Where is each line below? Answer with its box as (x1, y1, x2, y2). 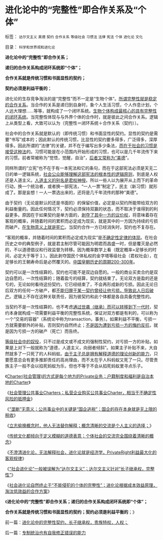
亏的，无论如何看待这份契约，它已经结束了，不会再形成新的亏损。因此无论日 (5, 281, 158, 287)
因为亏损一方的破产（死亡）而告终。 (9, 328, 81, 334)
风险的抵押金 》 (5, 395, 35, 402)
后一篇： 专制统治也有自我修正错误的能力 (5, 529, 86, 536)
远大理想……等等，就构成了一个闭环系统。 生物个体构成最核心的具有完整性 (9, 108, 157, 113)
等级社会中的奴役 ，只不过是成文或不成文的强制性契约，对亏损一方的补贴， (5, 338, 154, 344)
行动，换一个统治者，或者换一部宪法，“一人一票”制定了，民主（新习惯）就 (5, 183, 154, 189)
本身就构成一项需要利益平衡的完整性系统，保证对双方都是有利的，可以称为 (9, 310, 158, 316)
